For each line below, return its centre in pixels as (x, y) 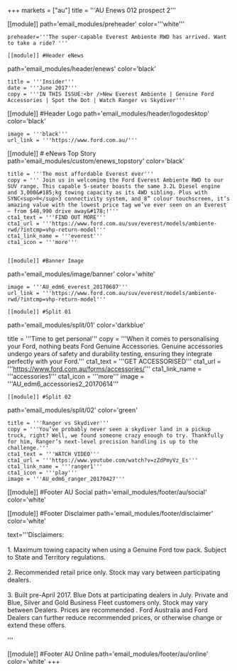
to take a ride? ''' (38, 43)
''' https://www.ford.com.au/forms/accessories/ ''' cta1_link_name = (105, 369)
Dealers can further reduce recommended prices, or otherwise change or (115, 617)
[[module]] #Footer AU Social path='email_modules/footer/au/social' (107, 492)
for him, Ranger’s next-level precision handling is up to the (103, 442)
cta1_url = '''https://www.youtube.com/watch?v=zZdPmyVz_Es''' (103, 460)
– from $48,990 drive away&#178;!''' (63, 211)
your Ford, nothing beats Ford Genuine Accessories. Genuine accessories (115, 346)
